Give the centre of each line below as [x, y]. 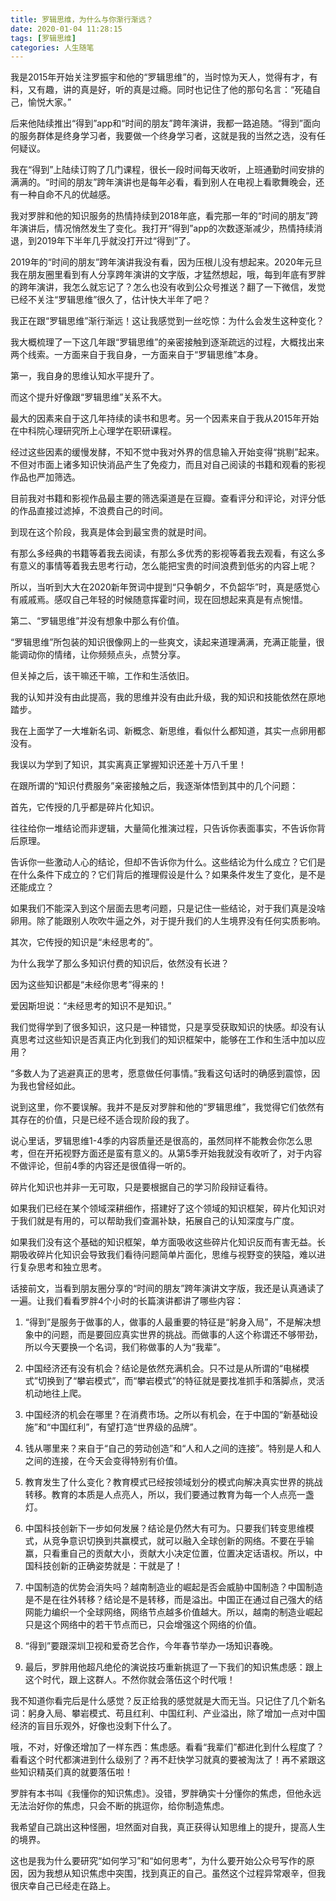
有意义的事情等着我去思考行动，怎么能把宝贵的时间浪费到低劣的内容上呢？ [163, 566]
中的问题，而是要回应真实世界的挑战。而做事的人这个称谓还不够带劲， [178, 1335]
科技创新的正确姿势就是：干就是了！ [108, 1566]
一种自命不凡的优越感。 [67, 195]
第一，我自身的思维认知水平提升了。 [85, 376]
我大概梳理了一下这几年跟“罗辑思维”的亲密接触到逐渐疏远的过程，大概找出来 [167, 342]
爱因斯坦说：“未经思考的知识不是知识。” [91, 1006]
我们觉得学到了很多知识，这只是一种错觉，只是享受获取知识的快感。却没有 [163, 1027]
